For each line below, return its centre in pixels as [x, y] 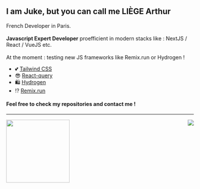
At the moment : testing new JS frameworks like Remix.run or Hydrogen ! [96, 57]
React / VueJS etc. [29, 44]
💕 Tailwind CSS [33, 69]
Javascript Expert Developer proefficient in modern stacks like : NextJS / [97, 38]
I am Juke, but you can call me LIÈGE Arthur [88, 12]
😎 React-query [34, 75]
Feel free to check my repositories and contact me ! [71, 104]
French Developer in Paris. [39, 25]
